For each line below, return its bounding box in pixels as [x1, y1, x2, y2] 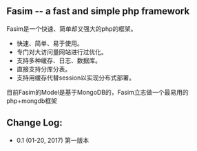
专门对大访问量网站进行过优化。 [16, 47, 107, 56]
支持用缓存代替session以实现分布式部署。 [16, 73, 136, 82]
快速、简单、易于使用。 [16, 39, 83, 47]
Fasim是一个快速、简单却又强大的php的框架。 [6, 24, 137, 33]
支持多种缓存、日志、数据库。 [16, 56, 101, 65]
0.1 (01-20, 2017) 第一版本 [16, 136, 90, 144]
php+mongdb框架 [6, 96, 58, 105]
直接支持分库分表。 [16, 65, 72, 73]
